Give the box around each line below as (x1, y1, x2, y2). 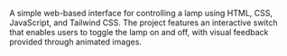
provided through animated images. (9, 36, 143, 47)
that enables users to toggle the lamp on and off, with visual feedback (9, 27, 269, 37)
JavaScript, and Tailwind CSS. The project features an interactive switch (9, 17, 278, 28)
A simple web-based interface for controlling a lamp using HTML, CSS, (9, 8, 273, 18)
